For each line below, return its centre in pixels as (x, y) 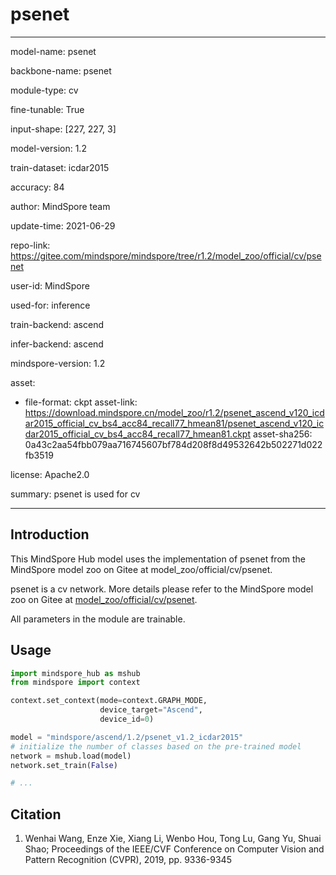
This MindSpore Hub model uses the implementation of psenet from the (158, 559)
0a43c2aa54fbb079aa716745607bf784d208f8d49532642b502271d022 (173, 444)
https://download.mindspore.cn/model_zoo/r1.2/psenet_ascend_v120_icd (174, 412)
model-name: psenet (53, 51)
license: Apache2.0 (50, 474)
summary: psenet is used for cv (75, 494)
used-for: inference (50, 305)
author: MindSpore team (60, 206)
